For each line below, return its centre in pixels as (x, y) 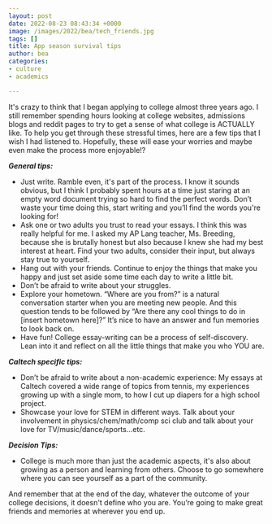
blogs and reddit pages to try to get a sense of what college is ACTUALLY (132, 124)
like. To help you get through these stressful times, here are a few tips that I (135, 133)
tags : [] (23, 39)
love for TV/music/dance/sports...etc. (83, 429)
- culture (25, 69)
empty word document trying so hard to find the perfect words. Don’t (136, 199)
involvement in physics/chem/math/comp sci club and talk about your (137, 421)
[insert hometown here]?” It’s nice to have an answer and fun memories (140, 320)
